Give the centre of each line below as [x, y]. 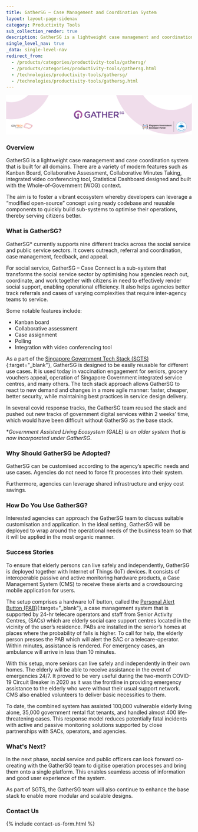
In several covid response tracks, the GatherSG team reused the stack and [96, 408]
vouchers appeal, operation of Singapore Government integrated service [94, 377]
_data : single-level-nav [37, 50]
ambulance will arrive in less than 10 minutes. [61, 651]
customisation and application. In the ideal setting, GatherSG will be [88, 525]
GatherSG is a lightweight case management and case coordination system [97, 160]
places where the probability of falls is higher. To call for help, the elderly [95, 633]
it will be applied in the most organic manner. [60, 537]
